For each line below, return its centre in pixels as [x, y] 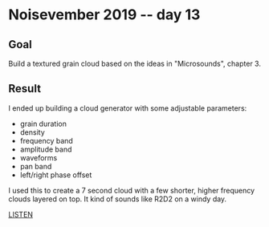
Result [25, 89]
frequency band [47, 140]
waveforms [39, 157]
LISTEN [21, 214]
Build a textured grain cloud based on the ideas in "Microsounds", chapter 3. [134, 63]
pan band [36, 166]
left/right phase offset [56, 175]
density [33, 132]
